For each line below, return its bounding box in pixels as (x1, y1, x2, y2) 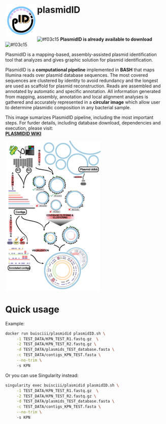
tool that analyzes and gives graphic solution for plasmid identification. (5, 56, 153, 63)
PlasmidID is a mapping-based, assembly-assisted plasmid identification (5, 51, 157, 57)
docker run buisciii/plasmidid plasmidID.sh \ (5, 331, 106, 336)
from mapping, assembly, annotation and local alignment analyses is (5, 94, 148, 100)
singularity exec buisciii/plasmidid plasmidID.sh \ (5, 383, 119, 388)
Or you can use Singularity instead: (5, 372, 79, 378)
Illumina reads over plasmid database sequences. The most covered (5, 72, 148, 78)
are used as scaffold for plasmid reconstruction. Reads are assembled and (5, 83, 161, 89)
